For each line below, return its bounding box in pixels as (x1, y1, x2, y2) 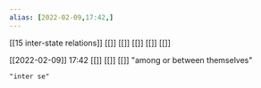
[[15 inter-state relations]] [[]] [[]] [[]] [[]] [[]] (9, 37, 172, 48)
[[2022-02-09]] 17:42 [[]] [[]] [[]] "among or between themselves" (9, 54, 253, 65)
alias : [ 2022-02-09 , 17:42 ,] (9, 12, 114, 22)
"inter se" (9, 72, 50, 81)
